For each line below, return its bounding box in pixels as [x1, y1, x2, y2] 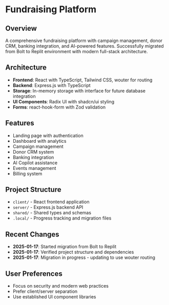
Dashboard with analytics [12, 138, 67, 144]
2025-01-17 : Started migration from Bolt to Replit [12, 244, 117, 250]
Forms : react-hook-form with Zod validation [12, 104, 106, 110]
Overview [5, 24, 37, 33]
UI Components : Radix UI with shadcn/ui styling [12, 98, 114, 104]
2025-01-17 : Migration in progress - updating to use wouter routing [12, 254, 155, 260]
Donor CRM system [12, 148, 54, 155]
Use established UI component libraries [12, 294, 96, 300]
